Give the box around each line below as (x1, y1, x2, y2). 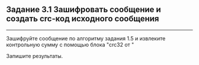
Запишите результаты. (6, 52, 63, 59)
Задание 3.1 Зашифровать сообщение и (6, 5, 161, 15)
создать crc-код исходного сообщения (6, 14, 159, 24)
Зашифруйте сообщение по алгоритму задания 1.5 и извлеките (6, 35, 166, 42)
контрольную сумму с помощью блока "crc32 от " (6, 41, 134, 48)
